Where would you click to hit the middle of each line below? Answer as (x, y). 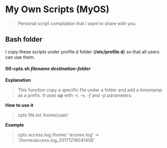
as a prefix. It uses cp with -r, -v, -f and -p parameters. (75, 95)
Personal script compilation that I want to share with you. (77, 23)
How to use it (20, 105)
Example (15, 125)
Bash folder (24, 39)
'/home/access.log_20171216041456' (56, 140)
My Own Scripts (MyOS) (57, 9)
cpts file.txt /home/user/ (43, 115)
